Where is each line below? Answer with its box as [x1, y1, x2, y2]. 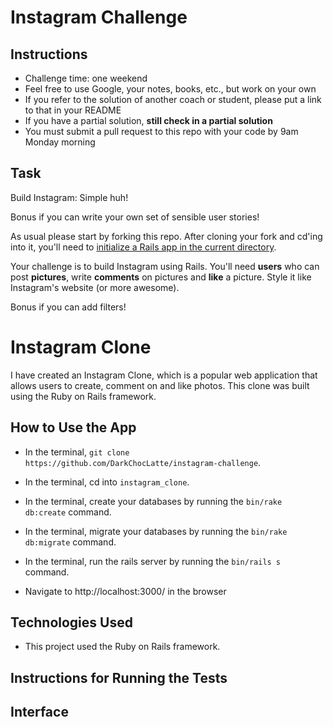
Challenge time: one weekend [24, 72, 148, 84]
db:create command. [24, 506, 112, 518]
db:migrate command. [24, 536, 117, 548]
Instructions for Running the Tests [10, 669, 228, 686]
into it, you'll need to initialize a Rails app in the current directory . [10, 241, 277, 253]
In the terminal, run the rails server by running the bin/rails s [24, 555, 282, 567]
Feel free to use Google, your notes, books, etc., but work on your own [24, 83, 317, 95]
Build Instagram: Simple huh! [10, 191, 129, 203]
